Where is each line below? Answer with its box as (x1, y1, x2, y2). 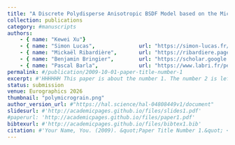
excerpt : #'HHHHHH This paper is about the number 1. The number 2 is (7, 75, 218, 82)
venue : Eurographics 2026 (7, 88, 83, 95)
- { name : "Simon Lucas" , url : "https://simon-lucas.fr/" (20, 43, 233, 49)
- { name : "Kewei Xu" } (20, 36, 86, 43)
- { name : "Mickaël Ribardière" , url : (20, 49, 152, 56)
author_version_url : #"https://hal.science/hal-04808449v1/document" (7, 101, 215, 108)
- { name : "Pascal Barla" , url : (20, 62, 152, 69)
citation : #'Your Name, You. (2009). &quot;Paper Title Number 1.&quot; (7, 127, 224, 134)
